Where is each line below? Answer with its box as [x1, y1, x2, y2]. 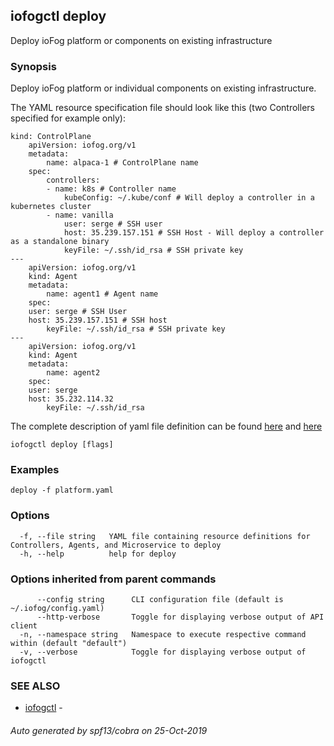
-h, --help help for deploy [19, 549, 177, 559]
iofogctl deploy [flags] [10, 440, 114, 450]
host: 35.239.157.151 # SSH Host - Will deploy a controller [63, 228, 325, 238]
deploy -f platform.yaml [10, 485, 114, 496]
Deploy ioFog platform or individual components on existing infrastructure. [10, 82, 317, 94]
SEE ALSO [10, 679, 61, 693]
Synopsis [10, 59, 57, 73]
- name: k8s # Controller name [46, 184, 177, 194]
